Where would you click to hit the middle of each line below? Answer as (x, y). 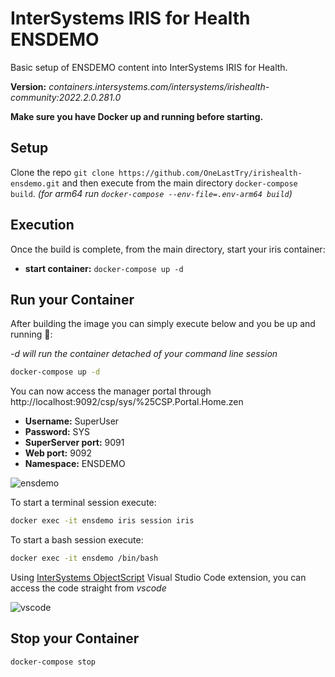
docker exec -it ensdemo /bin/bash (84, 558)
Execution (42, 225)
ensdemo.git (35, 183)
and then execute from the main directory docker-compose (179, 183)
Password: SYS (57, 432)
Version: (28, 86)
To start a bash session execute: (77, 540)
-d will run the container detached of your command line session (144, 354)
